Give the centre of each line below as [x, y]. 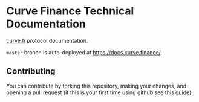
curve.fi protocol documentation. [47, 40]
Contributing [31, 72]
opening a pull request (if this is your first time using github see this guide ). [100, 92]
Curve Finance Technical [70, 11]
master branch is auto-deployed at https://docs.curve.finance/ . [84, 52]
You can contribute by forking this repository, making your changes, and [96, 86]
